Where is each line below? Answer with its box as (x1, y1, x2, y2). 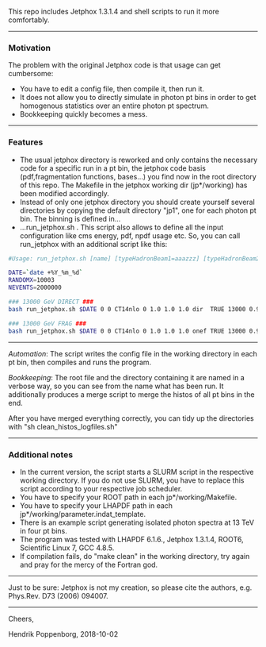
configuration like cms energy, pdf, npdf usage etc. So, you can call (19, 230, 241, 241)
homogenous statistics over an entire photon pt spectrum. (19, 101, 210, 110)
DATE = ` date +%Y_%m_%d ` (8, 269, 83, 277)
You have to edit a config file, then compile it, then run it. (19, 84, 204, 94)
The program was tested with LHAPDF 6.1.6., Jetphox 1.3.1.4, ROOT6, (19, 534, 244, 544)
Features (8, 137, 44, 148)
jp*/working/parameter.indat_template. (19, 509, 146, 518)
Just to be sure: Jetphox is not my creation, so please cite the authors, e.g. (8, 583, 253, 592)
